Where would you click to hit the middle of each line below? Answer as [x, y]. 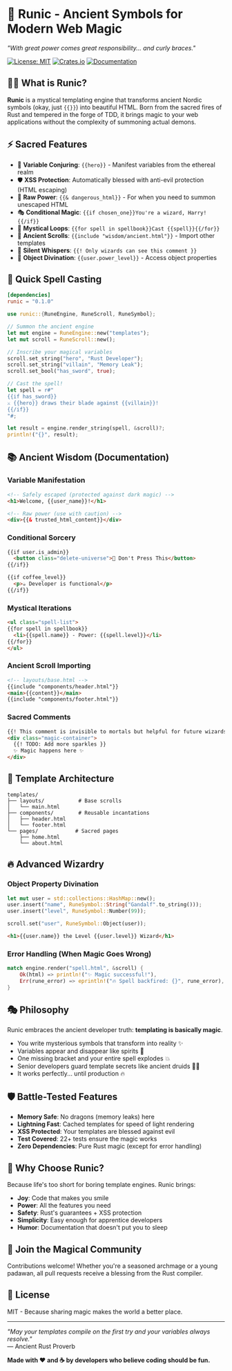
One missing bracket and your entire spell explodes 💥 [94, 1058]
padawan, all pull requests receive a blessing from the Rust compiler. [105, 1273]
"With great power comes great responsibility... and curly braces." [101, 48]
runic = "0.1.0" [30, 302]
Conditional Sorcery [41, 537]
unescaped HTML [43, 204]
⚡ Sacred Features [47, 145]
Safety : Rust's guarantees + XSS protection [79, 1213]
